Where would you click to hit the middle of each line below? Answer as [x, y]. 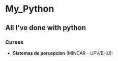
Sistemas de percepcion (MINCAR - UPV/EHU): [63, 53]
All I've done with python [46, 28]
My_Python [30, 9]
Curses [14, 42]
